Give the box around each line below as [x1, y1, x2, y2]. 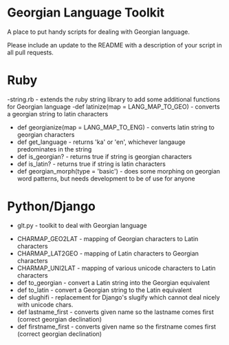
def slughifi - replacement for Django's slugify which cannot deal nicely [17, 293, 220, 301]
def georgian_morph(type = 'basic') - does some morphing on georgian [17, 167, 221, 175]
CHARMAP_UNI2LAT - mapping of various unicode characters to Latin [17, 264, 216, 272]
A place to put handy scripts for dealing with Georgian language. [7, 28, 190, 36]
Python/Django [7, 198, 96, 214]
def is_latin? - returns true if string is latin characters [17, 160, 166, 168]
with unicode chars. [17, 300, 74, 309]
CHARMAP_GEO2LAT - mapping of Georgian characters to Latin [17, 234, 199, 242]
